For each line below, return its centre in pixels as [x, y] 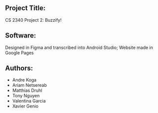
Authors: [19, 68]
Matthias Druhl [27, 90]
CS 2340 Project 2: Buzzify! [33, 20]
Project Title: [25, 8]
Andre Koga [24, 80]
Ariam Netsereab [29, 85]
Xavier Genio [25, 106]
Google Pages [20, 53]
